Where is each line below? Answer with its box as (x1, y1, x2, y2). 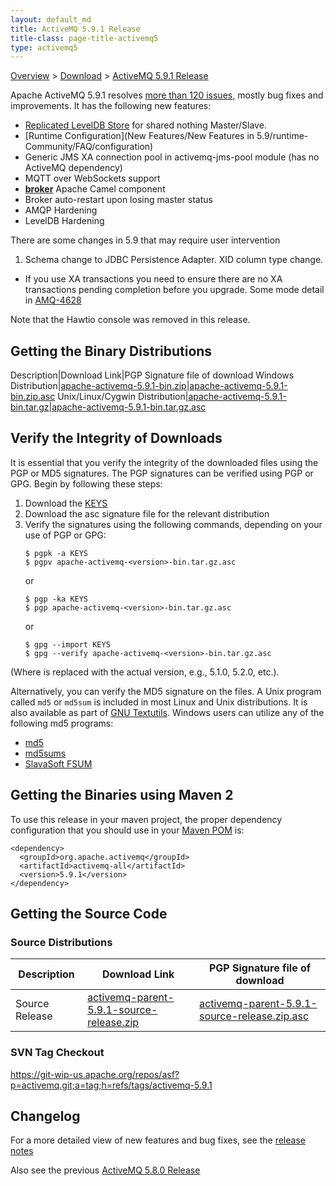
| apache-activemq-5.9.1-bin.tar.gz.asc (48, 401, 207, 413)
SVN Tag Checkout (10, 1046, 105, 1060)
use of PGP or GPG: (24, 529, 107, 541)
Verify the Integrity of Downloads (10, 430, 223, 447)
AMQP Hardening (24, 204, 98, 216)
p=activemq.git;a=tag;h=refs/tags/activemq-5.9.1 (10, 1079, 213, 1091)
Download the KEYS (24, 497, 108, 509)
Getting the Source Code (10, 906, 168, 923)
